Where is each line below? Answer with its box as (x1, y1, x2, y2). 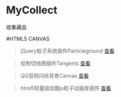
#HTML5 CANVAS (6, 35, 50, 42)
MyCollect (6, 4, 57, 17)
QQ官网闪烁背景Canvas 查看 (20, 72, 89, 79)
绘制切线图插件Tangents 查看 (20, 60, 91, 67)
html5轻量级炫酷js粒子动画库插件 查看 (20, 84, 112, 91)
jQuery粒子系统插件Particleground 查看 (20, 47, 115, 54)
